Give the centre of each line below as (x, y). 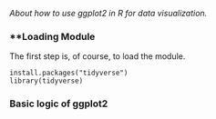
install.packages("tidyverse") (69, 73)
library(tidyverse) (46, 81)
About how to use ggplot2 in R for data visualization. (108, 13)
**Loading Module (52, 36)
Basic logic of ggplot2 (59, 104)
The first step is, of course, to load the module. (98, 56)
